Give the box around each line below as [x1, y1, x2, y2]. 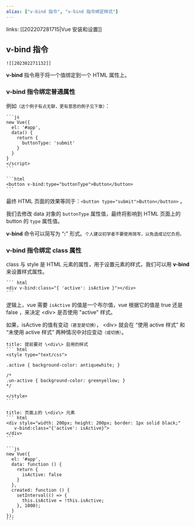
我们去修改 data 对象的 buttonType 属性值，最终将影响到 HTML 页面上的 [6, 210, 181, 217]
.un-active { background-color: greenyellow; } [6, 378, 126, 384]
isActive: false [21, 472, 62, 478]
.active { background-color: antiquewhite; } [6, 362, 120, 368]
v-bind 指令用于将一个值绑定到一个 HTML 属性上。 [6, 71, 130, 79]
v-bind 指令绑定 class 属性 [6, 246, 82, 254]
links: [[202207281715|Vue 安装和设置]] [6, 25, 102, 32]
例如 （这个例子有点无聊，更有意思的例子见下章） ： [6, 102, 110, 109]
